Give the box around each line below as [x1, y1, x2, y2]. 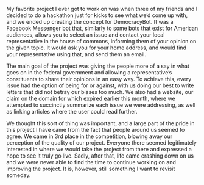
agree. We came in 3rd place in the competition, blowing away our [6, 132, 173, 140]
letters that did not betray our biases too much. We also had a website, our [6, 89, 194, 95]
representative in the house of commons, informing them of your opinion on [6, 38, 197, 45]
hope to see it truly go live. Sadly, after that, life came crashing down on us [6, 152, 194, 159]
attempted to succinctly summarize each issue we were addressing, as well [6, 101, 196, 109]
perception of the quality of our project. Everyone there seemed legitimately [6, 139, 197, 146]
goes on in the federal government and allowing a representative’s [6, 69, 172, 76]
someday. [6, 172, 31, 179]
